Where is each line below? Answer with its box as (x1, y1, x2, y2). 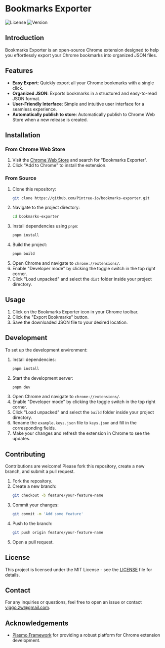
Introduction (5, 34, 44, 42)
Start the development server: (12, 375, 74, 381)
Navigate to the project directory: (12, 204, 80, 211)
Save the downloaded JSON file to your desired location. (12, 319, 128, 325)
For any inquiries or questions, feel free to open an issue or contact (5, 599, 142, 605)
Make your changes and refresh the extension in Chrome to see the (12, 430, 150, 436)
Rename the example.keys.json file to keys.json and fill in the (12, 420, 137, 426)
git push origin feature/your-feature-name (12, 530, 104, 535)
